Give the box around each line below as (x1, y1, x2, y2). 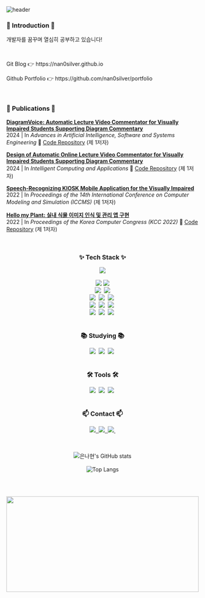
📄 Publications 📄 (6, 104, 56, 113)
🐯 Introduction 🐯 (6, 21, 56, 29)
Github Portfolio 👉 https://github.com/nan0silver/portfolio (6, 75, 153, 82)
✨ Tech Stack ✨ (79, 253, 126, 261)
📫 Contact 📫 (82, 409, 123, 418)
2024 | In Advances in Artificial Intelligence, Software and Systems (6, 131, 175, 138)
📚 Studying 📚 (80, 331, 125, 340)
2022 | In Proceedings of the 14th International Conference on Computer (6, 191, 189, 198)
